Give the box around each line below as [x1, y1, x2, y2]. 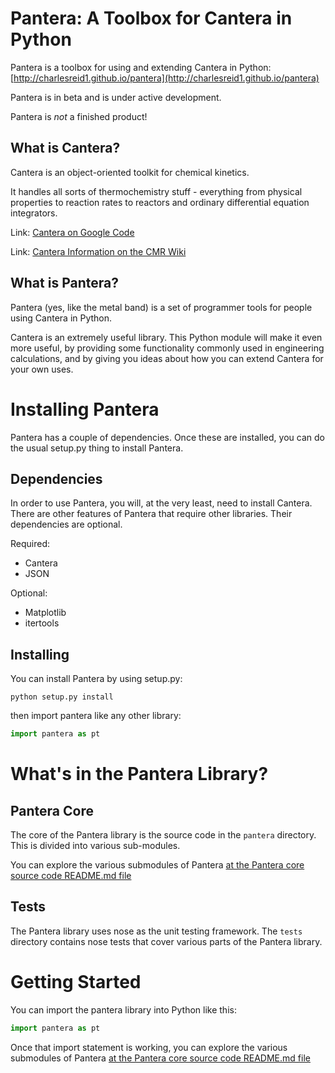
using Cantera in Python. [10, 312, 113, 324]
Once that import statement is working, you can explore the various [10, 1041, 288, 1053]
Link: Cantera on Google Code [10, 226, 135, 238]
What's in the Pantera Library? [10, 763, 269, 786]
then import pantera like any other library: [10, 710, 182, 722]
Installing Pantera [10, 398, 160, 421]
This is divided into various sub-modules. [10, 840, 181, 851]
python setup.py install [10, 692, 114, 702]
